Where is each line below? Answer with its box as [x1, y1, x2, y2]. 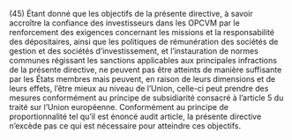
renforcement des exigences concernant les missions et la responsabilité [9, 27, 275, 37]
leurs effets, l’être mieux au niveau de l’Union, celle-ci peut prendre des [9, 84, 269, 93]
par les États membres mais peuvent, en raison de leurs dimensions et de [9, 74, 276, 84]
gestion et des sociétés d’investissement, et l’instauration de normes [9, 46, 258, 56]
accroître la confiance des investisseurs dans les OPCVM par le [9, 18, 240, 28]
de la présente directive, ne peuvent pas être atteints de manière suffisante [9, 64, 282, 75]
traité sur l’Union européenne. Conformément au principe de [9, 102, 229, 112]
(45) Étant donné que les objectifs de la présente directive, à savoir [9, 9, 253, 18]
